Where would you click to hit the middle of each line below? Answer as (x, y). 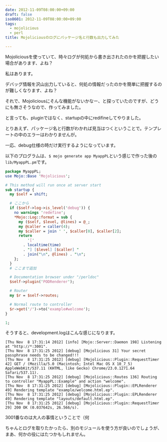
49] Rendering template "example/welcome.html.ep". (60, 390)
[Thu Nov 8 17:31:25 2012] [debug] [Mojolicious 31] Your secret (76, 351)
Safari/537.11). (22, 373)
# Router (19, 291)
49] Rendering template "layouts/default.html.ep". (60, 399)
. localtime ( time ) (42, 245)
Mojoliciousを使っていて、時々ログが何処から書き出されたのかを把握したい (82, 57)
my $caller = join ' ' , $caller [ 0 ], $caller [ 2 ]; (70, 231)
